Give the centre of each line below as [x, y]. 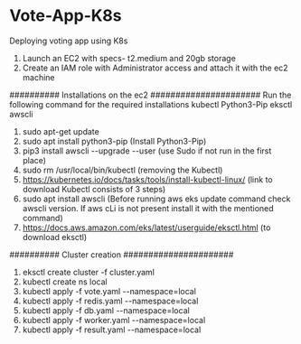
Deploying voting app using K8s [69, 41]
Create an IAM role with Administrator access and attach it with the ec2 [155, 68]
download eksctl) [55, 237]
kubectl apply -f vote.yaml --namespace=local [109, 291]
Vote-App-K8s [66, 16]
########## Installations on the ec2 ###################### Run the [150, 95]
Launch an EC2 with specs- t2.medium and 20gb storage [129, 58]
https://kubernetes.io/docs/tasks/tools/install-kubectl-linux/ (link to [147, 179]
